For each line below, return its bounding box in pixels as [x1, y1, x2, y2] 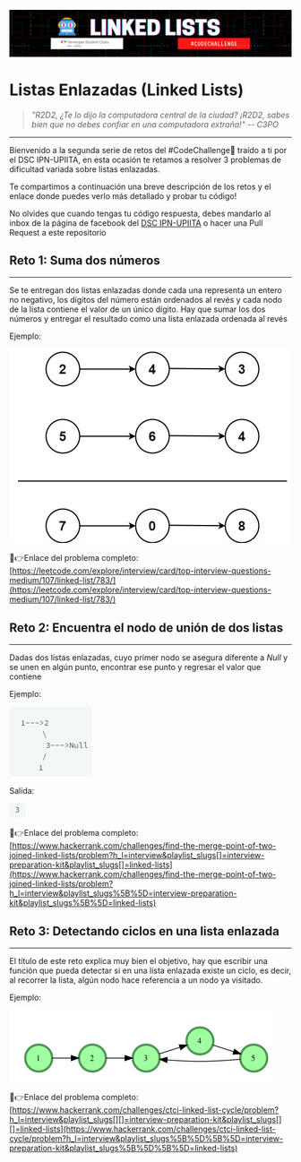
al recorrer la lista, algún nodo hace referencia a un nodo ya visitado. [9, 975, 263, 986]
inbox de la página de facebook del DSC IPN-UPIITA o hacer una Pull [9, 217, 263, 228]
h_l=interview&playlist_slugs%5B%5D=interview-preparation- [9, 888, 237, 899]
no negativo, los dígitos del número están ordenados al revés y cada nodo [9, 295, 282, 306]
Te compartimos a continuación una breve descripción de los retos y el [9, 181, 271, 192]
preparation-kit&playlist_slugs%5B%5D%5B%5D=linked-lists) [9, 1143, 238, 1154]
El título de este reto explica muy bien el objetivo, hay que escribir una [9, 956, 269, 967]
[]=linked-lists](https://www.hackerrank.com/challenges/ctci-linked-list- [9, 1123, 276, 1134]
